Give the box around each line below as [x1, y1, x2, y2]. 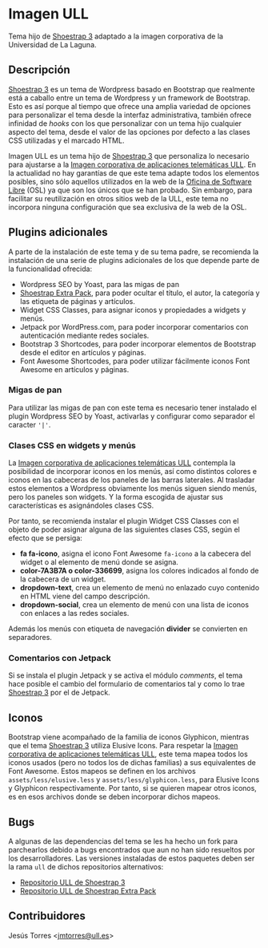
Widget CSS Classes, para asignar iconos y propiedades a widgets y [19, 305, 246, 314]
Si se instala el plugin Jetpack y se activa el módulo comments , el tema [8, 670, 243, 680]
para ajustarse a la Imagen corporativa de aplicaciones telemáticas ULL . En [8, 160, 257, 169]
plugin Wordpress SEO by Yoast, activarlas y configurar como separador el [8, 411, 255, 421]
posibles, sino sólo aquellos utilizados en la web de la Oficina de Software [8, 176, 252, 186]
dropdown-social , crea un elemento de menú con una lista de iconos [19, 600, 250, 610]
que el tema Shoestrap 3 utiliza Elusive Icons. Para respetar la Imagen [8, 741, 238, 751]
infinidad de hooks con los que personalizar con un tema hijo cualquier [8, 118, 242, 128]
